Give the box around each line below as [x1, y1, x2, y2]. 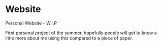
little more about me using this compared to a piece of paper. [5, 35, 133, 41]
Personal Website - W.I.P [5, 20, 57, 26]
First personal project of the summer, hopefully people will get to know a [5, 29, 157, 35]
